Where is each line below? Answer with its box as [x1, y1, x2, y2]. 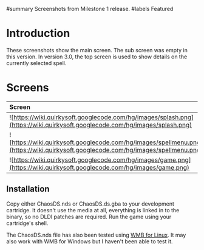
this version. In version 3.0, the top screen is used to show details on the [6, 53, 188, 60]
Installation [6, 184, 50, 194]
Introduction [6, 27, 70, 40]
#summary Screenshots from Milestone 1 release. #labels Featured [6, 5, 174, 12]
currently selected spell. [6, 59, 67, 66]
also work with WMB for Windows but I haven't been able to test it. [6, 237, 173, 245]
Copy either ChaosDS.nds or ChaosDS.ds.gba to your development [6, 200, 175, 207]
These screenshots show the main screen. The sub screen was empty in [6, 46, 188, 54]
